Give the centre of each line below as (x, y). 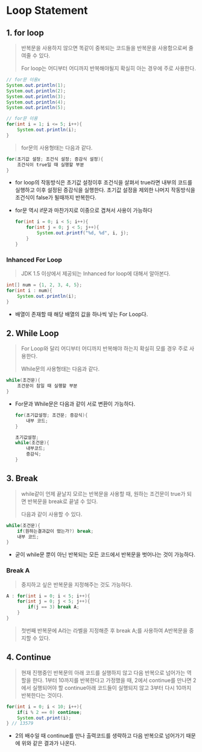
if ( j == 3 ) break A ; (54, 607)
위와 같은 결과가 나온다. (49, 743)
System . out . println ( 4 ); (36, 102)
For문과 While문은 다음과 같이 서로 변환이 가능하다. (75, 404)
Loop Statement (47, 11)
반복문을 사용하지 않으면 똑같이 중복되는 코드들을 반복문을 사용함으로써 (104, 48)
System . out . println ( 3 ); (36, 96)
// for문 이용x (24, 80)
